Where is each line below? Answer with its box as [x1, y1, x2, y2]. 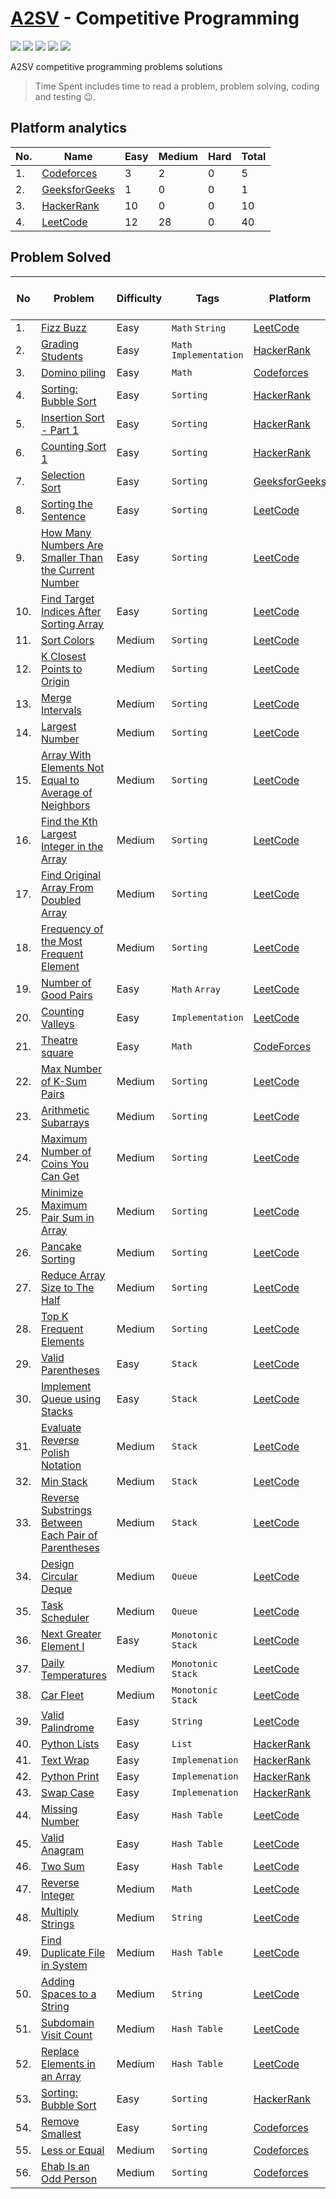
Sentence [41, 509, 87, 523]
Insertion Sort [41, 410, 105, 424]
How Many [41, 525, 92, 539]
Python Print [41, 1769, 100, 1783]
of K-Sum [41, 1074, 87, 1088]
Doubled [41, 893, 82, 907]
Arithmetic [41, 1103, 90, 1117]
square [41, 1045, 74, 1059]
